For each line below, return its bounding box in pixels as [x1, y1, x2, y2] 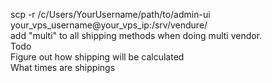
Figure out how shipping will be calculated [10, 51, 185, 63]
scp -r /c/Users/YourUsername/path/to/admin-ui [10, 9, 211, 20]
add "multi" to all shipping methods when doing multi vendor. [10, 30, 263, 41]
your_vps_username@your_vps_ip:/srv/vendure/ [10, 19, 208, 31]
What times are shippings [10, 62, 116, 73]
